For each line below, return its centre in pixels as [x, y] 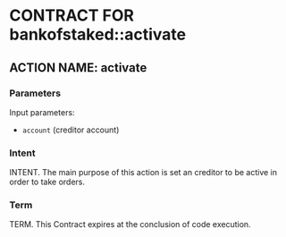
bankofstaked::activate [98, 34]
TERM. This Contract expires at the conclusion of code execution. [130, 224]
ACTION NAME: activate [78, 68]
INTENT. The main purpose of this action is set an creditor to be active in [143, 173]
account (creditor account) [71, 130]
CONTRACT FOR [71, 16]
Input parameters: [42, 112]
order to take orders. [47, 182]
